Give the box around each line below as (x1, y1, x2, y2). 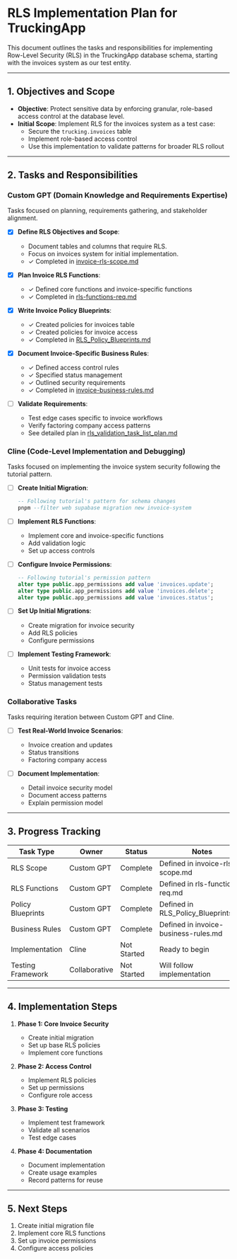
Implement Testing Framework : (17, 650, 111, 658)
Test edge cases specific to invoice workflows (28, 413, 163, 422)
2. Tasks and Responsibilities (7, 169, 138, 181)
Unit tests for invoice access (28, 664, 111, 672)
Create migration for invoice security (28, 621, 135, 629)
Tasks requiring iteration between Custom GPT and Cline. (7, 713, 174, 721)
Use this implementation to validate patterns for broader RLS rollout (28, 142, 224, 150)
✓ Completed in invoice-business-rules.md (28, 386, 154, 394)
